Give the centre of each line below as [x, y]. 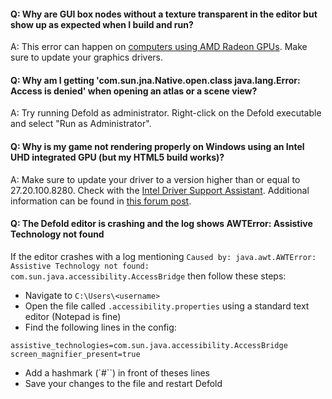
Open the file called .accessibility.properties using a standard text [167, 306]
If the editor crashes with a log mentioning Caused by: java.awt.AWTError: [163, 256]
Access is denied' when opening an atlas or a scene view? [134, 91]
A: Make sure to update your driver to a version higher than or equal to [155, 179]
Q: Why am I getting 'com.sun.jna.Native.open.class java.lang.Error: [155, 80]
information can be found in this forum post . [101, 201]
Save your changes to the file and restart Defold [123, 383]
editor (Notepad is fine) [73, 316]
